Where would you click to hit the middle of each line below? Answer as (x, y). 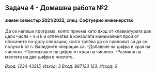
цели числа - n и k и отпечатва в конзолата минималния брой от (72, 36)
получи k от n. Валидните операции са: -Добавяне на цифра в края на (78, 46)
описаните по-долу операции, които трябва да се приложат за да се (76, 41)
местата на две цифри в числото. (39, 57)
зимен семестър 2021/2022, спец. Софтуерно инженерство (70, 20)
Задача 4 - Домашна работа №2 (56, 8)
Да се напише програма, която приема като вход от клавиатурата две (78, 31)
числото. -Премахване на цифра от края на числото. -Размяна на (73, 52)
